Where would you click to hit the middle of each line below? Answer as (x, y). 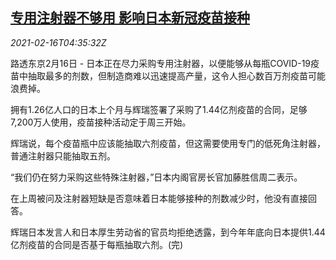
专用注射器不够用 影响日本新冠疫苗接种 (130, 18)
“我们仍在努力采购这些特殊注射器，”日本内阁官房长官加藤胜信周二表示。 (156, 177)
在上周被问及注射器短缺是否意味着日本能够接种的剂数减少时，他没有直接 (159, 198)
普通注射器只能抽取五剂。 (63, 155)
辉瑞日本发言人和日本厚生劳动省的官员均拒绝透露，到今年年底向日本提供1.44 (168, 232)
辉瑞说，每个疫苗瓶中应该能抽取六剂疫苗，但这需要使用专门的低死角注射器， (168, 143)
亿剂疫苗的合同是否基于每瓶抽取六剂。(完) (97, 244)
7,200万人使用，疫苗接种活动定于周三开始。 (101, 122)
